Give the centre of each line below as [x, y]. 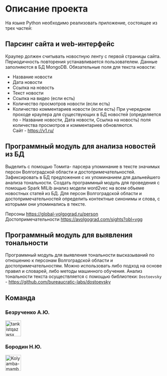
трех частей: [19, 28]
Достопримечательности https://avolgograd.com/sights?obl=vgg [74, 219]
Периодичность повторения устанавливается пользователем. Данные [81, 62]
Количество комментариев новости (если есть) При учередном [81, 109]
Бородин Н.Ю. [23, 347]
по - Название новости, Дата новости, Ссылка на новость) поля [81, 120]
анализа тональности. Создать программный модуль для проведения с [82, 182]
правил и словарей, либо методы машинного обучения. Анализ [74, 271]
